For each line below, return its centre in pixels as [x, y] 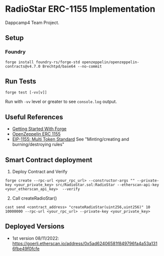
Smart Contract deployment [49, 160]
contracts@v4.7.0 [23, 66]
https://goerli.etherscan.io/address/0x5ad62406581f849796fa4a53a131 [85, 243]
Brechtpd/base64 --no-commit [72, 66]
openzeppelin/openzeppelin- [110, 62]
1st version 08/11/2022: [36, 238]
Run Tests [21, 81]
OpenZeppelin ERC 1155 [36, 134]
